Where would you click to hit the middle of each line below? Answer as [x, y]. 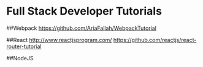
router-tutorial [24, 46]
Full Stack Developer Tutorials [84, 11]
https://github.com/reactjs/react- [155, 40]
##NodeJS [20, 58]
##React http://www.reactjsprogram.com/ [59, 40]
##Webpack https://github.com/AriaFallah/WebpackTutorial [81, 28]
